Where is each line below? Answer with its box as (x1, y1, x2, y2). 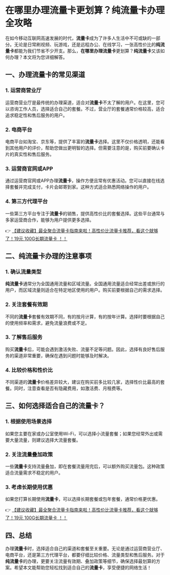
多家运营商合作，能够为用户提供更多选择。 (5, 217, 94, 223)
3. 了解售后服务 (5, 333, 43, 341)
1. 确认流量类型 (5, 268, 42, 275)
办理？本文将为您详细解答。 (9, 54, 67, 60)
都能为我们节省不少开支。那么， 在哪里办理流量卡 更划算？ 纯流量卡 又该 (14, 48, 160, 54)
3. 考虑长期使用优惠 (5, 484, 53, 490)
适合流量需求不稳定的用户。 (5, 470, 63, 476)
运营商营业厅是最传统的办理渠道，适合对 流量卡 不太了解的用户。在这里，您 (5, 99, 160, 106)
